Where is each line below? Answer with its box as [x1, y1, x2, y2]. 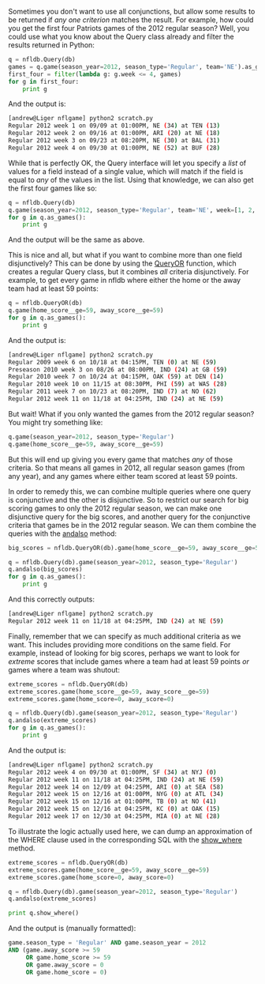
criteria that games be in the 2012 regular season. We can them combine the [8, 520, 256, 530]
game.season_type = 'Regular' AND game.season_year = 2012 [8, 939, 207, 947]
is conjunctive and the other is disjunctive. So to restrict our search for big [8, 495, 249, 504]
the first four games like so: [8, 183, 97, 193]
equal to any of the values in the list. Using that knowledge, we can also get [8, 175, 254, 184]
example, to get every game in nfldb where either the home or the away [8, 276, 241, 285]
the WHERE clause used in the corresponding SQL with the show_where [8, 835, 243, 844]
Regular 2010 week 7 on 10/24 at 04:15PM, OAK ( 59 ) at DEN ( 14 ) [8, 373, 224, 381]
